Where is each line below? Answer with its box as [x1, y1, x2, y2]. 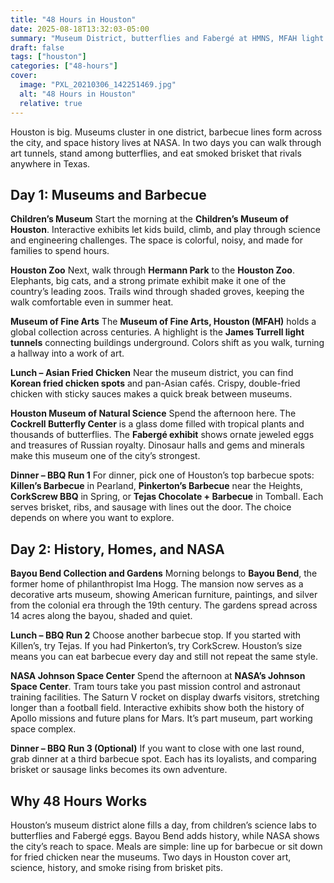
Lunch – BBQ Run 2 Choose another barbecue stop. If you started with [10, 629, 302, 641]
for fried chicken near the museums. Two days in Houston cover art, [10, 851, 292, 863]
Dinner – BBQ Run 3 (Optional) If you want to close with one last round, [10, 742, 305, 755]
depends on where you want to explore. [10, 512, 175, 524]
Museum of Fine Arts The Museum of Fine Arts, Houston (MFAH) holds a [10, 316, 317, 328]
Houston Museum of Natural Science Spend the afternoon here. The [10, 407, 297, 420]
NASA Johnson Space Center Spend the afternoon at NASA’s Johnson [10, 670, 306, 682]
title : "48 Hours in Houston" [10, 14, 137, 25]
